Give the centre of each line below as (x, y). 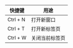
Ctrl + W (17, 38)
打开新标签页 (46, 29)
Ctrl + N (17, 20)
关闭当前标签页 (48, 38)
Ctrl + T (16, 29)
